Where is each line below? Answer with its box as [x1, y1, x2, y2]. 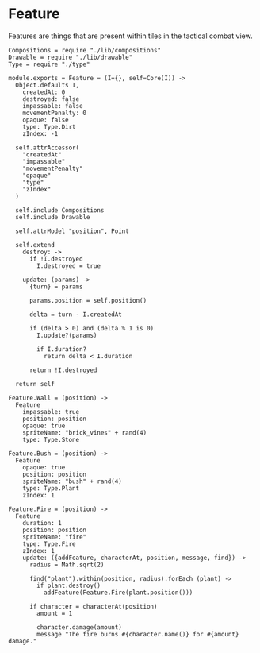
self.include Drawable [15, 213, 90, 221]
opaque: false [22, 116, 69, 124]
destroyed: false [22, 95, 80, 103]
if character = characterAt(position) [29, 602, 158, 610]
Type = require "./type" [8, 60, 90, 68]
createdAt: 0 [22, 88, 66, 96]
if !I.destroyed [29, 255, 83, 263]
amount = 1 [36, 609, 73, 617]
